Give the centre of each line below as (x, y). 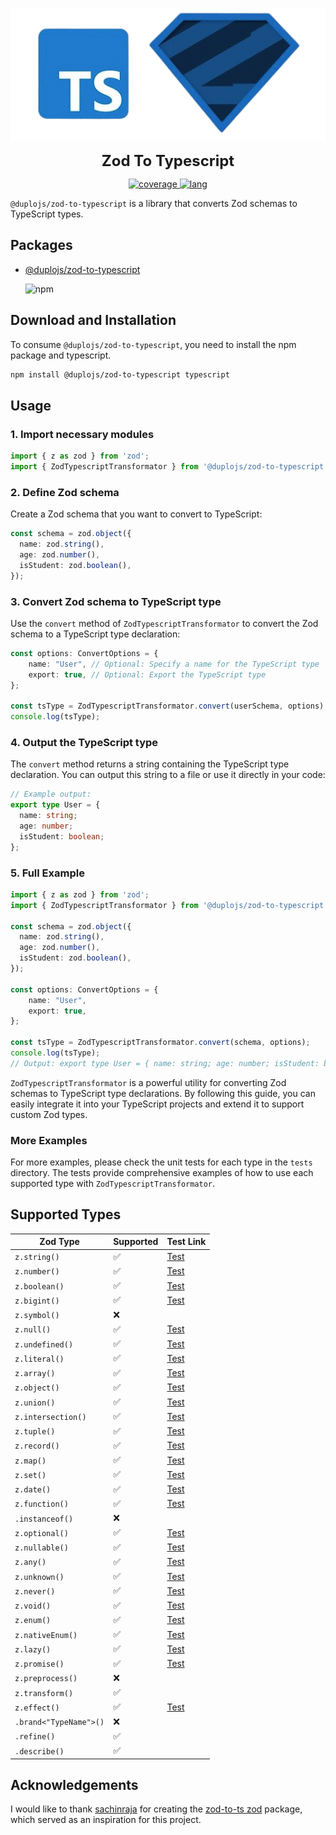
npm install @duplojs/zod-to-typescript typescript (120, 374)
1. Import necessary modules (82, 434)
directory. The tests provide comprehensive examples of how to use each (162, 1173)
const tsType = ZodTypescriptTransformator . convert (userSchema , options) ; (169, 706)
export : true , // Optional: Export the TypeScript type (147, 674)
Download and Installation (93, 320)
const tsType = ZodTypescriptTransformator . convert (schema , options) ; (160, 1043)
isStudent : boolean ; (62, 836)
